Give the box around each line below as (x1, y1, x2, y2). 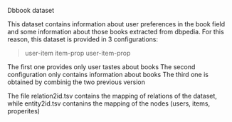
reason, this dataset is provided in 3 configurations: (7, 35, 159, 44)
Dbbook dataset (7, 6, 55, 14)
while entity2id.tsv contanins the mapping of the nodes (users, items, (7, 99, 211, 108)
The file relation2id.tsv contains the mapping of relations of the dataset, (7, 92, 217, 100)
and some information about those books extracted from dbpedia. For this (7, 28, 224, 36)
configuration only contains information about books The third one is (7, 71, 209, 78)
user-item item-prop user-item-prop (24, 49, 131, 57)
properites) (7, 107, 41, 115)
